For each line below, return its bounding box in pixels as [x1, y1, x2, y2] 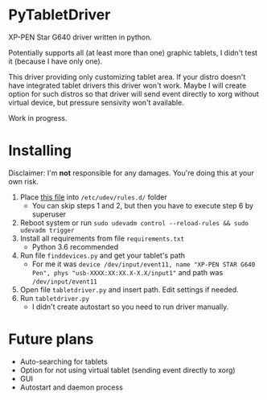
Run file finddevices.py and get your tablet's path [19, 250, 186, 260]
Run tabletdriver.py [19, 293, 90, 303]
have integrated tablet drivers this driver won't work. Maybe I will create [8, 80, 247, 90]
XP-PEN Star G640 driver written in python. [8, 32, 153, 42]
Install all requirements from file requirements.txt [19, 233, 185, 243]
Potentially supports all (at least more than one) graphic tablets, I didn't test [8, 47, 258, 57]
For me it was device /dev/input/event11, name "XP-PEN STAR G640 [31, 259, 256, 269]
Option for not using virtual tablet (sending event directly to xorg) [19, 365, 236, 375]
